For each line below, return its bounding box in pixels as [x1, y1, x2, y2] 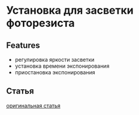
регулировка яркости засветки [14, 56, 95, 63]
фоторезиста [6, 16, 75, 30]
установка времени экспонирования [14, 62, 110, 69]
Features [6, 40, 40, 50]
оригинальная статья [6, 102, 61, 109]
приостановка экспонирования [14, 69, 96, 75]
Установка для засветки [6, 4, 134, 17]
